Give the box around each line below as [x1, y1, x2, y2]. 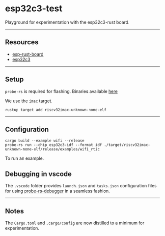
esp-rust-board [12, 51, 44, 57]
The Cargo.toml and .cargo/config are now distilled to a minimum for [5, 220, 145, 226]
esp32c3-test [5, 3, 62, 14]
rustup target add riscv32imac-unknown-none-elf [5, 107, 107, 112]
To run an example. [5, 155, 44, 161]
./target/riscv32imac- [104, 143, 151, 147]
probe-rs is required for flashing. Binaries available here [5, 88, 118, 94]
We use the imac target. [5, 98, 53, 104]
